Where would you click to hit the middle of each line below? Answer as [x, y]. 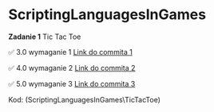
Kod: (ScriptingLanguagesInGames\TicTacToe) [85, 99]
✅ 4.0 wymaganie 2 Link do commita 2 [72, 68]
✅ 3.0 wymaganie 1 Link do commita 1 [71, 52]
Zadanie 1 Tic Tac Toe [45, 37]
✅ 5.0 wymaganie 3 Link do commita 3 [72, 83]
